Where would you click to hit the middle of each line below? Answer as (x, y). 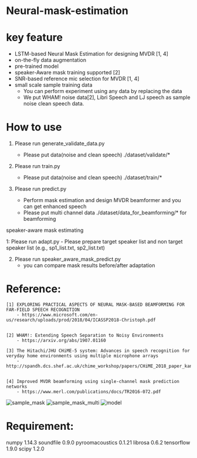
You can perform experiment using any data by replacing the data (103, 91)
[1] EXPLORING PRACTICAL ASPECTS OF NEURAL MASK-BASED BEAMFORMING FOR (95, 305)
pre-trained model (36, 66)
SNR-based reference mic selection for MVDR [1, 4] (77, 79)
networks (17, 387)
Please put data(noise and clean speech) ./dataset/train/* (93, 177)
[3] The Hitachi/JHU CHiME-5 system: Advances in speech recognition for (98, 351)
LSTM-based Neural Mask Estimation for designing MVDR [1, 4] (91, 54)
